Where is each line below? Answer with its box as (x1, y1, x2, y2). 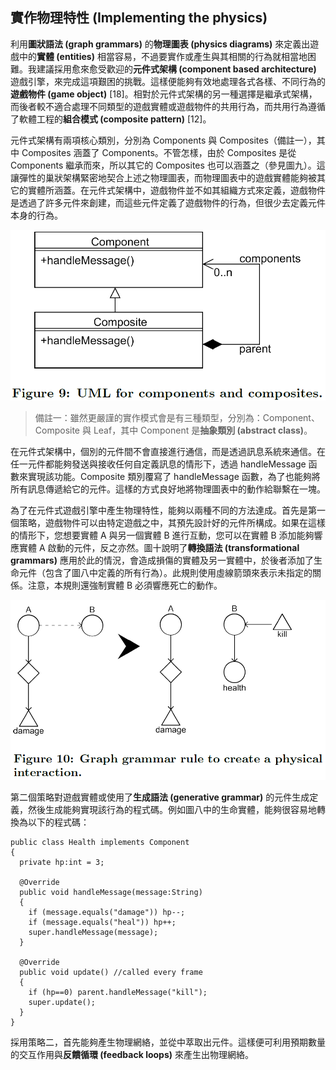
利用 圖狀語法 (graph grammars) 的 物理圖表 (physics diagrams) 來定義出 (10, 38, 311, 50)
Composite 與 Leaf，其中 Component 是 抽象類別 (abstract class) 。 (34, 424, 313, 437)
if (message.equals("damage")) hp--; (28, 908, 186, 918)
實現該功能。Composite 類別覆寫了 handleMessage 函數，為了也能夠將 (27, 471, 321, 483)
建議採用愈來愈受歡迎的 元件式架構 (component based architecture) (36, 63, 317, 75)
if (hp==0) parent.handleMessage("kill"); (28, 988, 208, 998)
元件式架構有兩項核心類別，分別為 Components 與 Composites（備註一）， (10, 134, 317, 146)
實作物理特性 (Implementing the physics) (10, 9, 268, 27)
